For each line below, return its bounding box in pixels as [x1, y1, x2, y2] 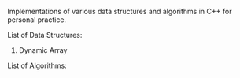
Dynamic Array [18, 46, 68, 54]
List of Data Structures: [7, 31, 83, 39]
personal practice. [7, 15, 67, 24]
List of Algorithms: [7, 61, 68, 70]
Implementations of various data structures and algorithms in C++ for [7, 7, 232, 16]
